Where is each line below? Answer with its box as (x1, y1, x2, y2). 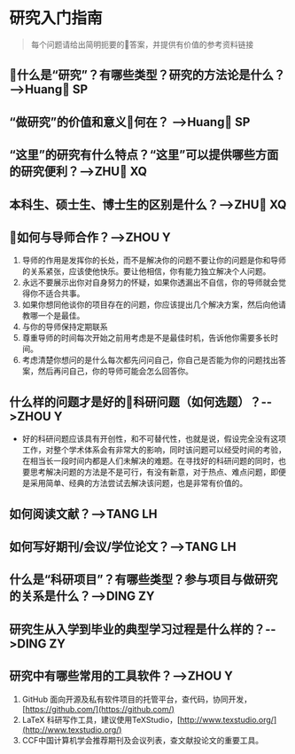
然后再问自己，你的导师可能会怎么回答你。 (37, 365, 193, 377)
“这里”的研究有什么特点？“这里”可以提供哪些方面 (9, 147, 279, 162)
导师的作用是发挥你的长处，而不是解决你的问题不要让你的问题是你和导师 (21, 255, 286, 266)
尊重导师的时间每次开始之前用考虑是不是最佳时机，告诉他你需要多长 (21, 333, 271, 343)
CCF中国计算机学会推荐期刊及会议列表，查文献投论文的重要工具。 (21, 734, 264, 745)
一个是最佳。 (37, 310, 85, 321)
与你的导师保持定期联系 (21, 321, 108, 333)
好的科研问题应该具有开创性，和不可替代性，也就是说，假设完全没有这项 (21, 434, 286, 444)
